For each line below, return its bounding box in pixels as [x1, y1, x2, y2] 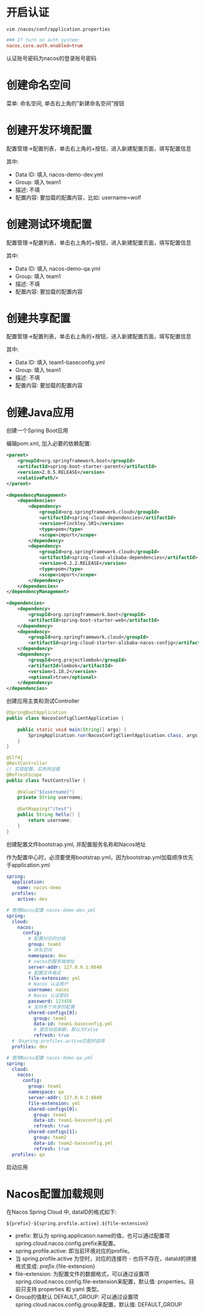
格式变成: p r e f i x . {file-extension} [15, 1263, 96, 1270]
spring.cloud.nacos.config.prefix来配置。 [15, 1240, 119, 1247]
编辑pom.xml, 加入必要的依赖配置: [6, 440, 92, 447]
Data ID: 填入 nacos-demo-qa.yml [15, 264, 101, 272]
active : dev [17, 896, 48, 902]
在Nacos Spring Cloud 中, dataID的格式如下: [6, 1208, 117, 1215]
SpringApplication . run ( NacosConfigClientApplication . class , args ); [28, 732, 203, 738]
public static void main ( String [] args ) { [17, 726, 127, 733]
